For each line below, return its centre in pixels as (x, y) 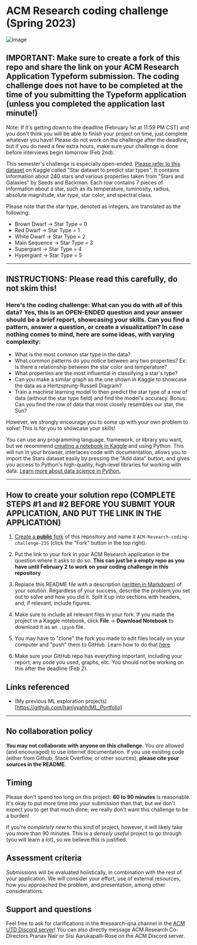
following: (18, 212)
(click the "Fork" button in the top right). (98, 543)
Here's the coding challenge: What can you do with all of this (94, 305)
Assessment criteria (44, 858)
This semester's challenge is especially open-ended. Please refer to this (93, 163)
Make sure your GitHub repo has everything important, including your (98, 656)
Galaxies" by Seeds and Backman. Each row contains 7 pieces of (84, 182)
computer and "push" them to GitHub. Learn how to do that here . (93, 645)
